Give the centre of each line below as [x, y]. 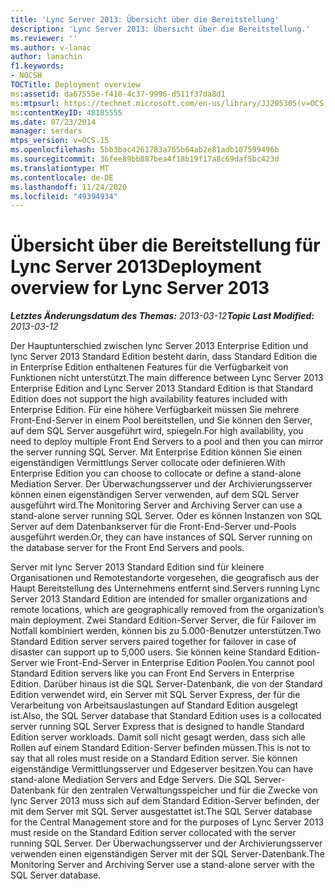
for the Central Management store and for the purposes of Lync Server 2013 [167, 822]
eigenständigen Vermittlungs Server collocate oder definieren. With [148, 463]
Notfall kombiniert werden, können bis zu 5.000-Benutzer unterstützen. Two [166, 631]
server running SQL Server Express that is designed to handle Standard [157, 727]
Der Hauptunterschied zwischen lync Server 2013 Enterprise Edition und [159, 346]
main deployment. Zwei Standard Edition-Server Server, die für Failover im [163, 620]
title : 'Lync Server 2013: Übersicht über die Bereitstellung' [145, 19]
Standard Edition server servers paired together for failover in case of [153, 642]
